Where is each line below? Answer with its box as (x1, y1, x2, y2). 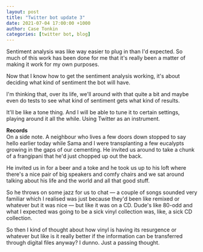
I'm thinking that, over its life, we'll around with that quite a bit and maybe (6, 91, 189, 98)
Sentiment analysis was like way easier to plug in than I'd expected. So (6, 48, 183, 55)
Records (6, 127, 28, 134)
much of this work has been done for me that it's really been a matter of (6, 54, 186, 62)
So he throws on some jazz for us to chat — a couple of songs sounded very (6, 189, 198, 196)
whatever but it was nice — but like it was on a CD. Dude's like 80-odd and (6, 202, 193, 209)
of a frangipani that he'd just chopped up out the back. (6, 152, 143, 160)
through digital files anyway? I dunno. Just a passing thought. (6, 239, 160, 247)
